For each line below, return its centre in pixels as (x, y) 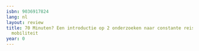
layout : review (25, 22)
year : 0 (16, 39)
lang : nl (17, 17)
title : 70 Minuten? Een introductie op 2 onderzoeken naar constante (94, 28)
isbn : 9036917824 (28, 11)
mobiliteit (25, 33)
